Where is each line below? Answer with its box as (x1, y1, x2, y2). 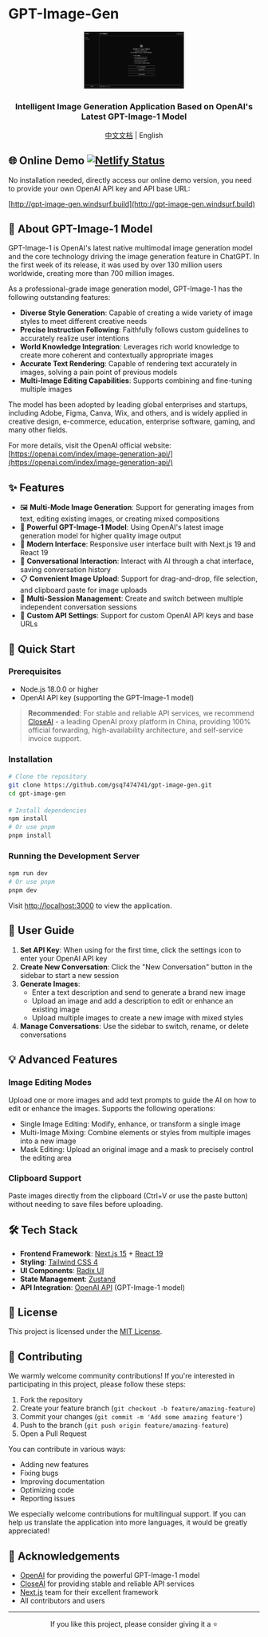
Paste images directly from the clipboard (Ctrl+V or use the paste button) (8, 1190, 249, 1201)
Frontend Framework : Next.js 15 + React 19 (19, 1248, 164, 1258)
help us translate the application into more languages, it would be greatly (8, 1517, 248, 1528)
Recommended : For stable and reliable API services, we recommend (27, 708, 254, 718)
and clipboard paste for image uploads (19, 586, 148, 595)
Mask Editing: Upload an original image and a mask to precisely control (19, 1144, 254, 1154)
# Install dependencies (8, 807, 88, 815)
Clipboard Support (8, 1173, 82, 1184)
